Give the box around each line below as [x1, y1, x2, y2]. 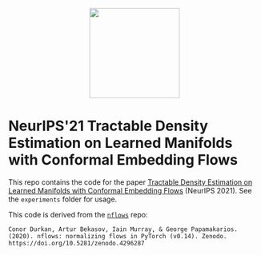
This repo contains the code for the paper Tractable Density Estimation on [8, 177, 253, 187]
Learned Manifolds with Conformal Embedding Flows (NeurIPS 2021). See [8, 185, 252, 195]
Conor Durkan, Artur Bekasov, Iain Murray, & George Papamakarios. [8, 225, 239, 233]
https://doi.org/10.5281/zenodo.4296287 [8, 239, 146, 247]
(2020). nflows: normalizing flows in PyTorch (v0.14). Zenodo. [8, 232, 227, 240]
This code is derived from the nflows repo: [8, 209, 148, 219]
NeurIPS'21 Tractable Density [8, 117, 208, 135]
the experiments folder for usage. [8, 194, 118, 204]
